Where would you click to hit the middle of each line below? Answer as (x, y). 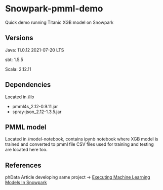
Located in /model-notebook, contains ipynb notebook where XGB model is (82, 139)
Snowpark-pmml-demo (54, 9)
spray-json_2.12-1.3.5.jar (37, 112)
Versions (19, 38)
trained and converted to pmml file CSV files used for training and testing (80, 144)
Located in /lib (20, 97)
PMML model (26, 127)
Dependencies (28, 85)
